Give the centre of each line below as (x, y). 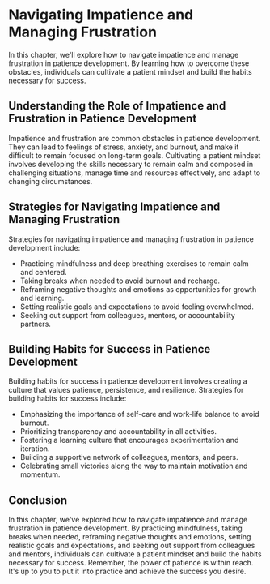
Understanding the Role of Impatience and (117, 106)
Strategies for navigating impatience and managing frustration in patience (131, 239)
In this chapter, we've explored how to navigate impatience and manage (128, 520)
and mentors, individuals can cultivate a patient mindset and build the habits (135, 554)
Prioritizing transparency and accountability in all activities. (118, 432)
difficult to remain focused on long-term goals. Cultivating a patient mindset (135, 155)
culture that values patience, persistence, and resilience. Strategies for (126, 390)
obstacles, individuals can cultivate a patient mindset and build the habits (130, 71)
